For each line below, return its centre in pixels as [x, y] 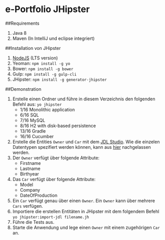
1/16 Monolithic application [47, 109]
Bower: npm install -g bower [43, 69]
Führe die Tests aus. [33, 222]
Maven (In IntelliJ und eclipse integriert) [53, 38]
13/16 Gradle [33, 131]
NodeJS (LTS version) [35, 58]
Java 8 [19, 33]
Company [30, 190]
